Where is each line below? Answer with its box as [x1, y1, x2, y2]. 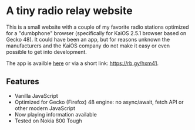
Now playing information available [14, 111, 97, 118]
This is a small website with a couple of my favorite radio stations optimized [6, 23, 189, 30]
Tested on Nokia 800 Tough [14, 117, 82, 124]
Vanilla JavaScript [14, 92, 59, 99]
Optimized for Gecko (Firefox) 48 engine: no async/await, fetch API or [14, 98, 184, 105]
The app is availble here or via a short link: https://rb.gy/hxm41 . [6, 60, 159, 67]
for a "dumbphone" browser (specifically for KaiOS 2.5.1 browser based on [6, 29, 187, 36]
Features [6, 77, 39, 87]
